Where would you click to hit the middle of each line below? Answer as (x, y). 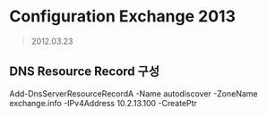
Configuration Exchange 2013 (122, 17)
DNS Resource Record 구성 (84, 72)
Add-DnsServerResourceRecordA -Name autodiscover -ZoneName (133, 93)
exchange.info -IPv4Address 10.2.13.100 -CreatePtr (103, 103)
